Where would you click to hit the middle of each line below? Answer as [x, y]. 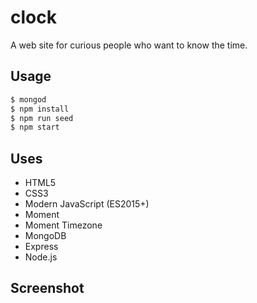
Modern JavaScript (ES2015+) [87, 204]
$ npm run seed [42, 118]
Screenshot [47, 288]
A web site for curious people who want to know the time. [129, 45]
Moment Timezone [63, 225]
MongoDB [45, 236]
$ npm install [40, 109]
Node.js [41, 257]
